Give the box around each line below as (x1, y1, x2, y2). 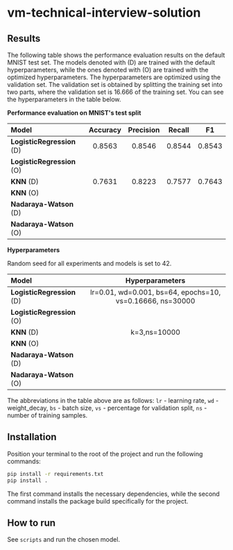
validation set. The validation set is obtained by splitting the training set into (7, 81, 223, 88)
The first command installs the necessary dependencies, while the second (7, 490, 220, 498)
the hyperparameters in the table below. (7, 95, 121, 103)
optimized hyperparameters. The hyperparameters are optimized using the (7, 73, 221, 81)
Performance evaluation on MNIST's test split (7, 109, 141, 117)
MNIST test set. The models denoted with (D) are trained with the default (7, 58, 216, 67)
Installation (7, 431, 57, 443)
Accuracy (89, 125, 121, 135)
